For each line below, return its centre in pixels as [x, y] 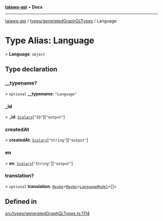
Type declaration [31, 69]
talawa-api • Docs [24, 7]
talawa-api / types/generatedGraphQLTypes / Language [61, 21]
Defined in [21, 202]
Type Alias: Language [50, 41]
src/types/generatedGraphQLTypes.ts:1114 [47, 213]
